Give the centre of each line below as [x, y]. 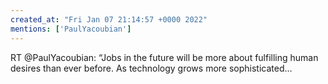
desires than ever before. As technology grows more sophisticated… [151, 68]
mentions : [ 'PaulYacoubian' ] [71, 29]
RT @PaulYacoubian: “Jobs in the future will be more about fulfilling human [164, 57]
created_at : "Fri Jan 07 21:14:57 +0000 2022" [109, 19]
